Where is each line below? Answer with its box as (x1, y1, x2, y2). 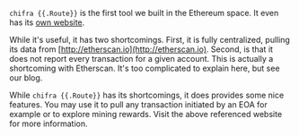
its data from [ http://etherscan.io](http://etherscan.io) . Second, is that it (9, 44, 274, 55)
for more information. (9, 118, 88, 129)
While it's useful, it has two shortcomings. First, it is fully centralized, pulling (9, 35, 290, 45)
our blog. (9, 72, 43, 83)
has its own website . (9, 17, 85, 28)
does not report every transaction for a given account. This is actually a (9, 54, 274, 64)
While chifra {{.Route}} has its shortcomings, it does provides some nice (9, 89, 285, 100)
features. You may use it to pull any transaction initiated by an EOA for (9, 99, 268, 110)
